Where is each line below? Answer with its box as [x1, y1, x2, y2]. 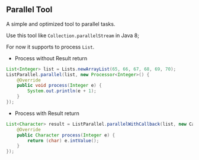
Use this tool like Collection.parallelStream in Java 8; [6, 32, 139, 39]
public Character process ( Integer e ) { [17, 132, 115, 138]
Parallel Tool [6, 5, 53, 15]
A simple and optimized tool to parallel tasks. [6, 20, 115, 27]
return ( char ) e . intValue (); [27, 138, 99, 143]
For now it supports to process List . [6, 43, 95, 50]
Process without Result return [14, 54, 88, 61]
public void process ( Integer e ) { [17, 83, 102, 89]
